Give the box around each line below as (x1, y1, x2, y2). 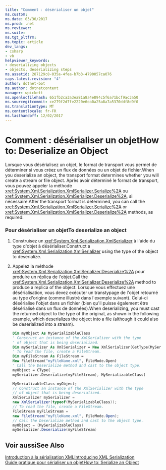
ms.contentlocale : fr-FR (5, 109, 56, 114)
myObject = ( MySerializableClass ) (12, 422, 84, 428)
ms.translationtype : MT (5, 104, 55, 109)
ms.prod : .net (5, 21, 35, 26)
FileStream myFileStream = (12, 409, 68, 414)
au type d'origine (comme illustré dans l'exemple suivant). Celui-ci (12, 294, 148, 300)
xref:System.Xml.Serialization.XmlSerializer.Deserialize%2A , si (5, 193, 133, 199)
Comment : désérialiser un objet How (5, 134, 160, 146)
